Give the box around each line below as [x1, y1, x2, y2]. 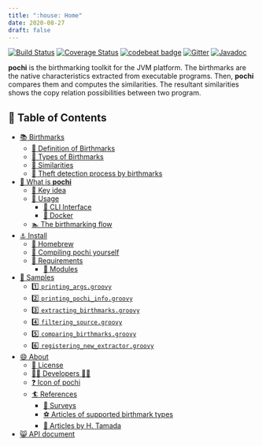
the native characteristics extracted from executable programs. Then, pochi [8, 72, 254, 81]
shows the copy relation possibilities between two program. [8, 88, 202, 98]
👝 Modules [42, 265, 79, 274]
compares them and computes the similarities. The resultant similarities [8, 80, 240, 89]
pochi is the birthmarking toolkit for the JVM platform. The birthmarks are [8, 63, 246, 72]
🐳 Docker [42, 210, 73, 221]
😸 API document [19, 429, 76, 439]
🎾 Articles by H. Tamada [42, 421, 122, 430]
